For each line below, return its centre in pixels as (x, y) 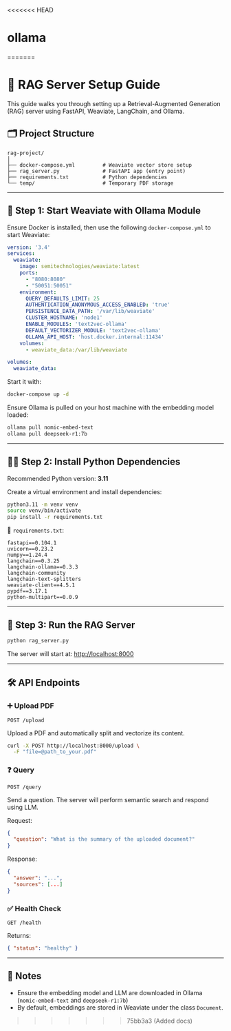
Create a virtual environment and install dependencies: (85, 491)
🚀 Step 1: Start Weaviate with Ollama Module (104, 211)
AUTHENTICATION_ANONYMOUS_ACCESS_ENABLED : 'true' (98, 305)
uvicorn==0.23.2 (30, 549)
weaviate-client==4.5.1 (41, 585)
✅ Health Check (34, 908)
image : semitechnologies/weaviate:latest (79, 267)
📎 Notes (24, 976)
